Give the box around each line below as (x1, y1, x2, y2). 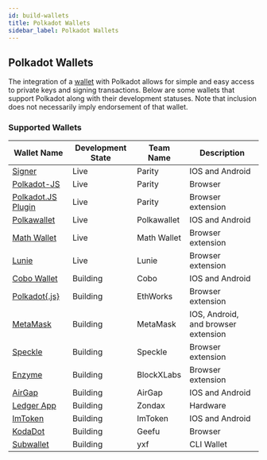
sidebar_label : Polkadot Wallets (8, 26, 119, 34)
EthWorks (136, 291, 173, 302)
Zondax (136, 400, 165, 412)
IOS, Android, (189, 309, 239, 320)
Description (199, 148, 245, 159)
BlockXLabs (136, 369, 181, 381)
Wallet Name (14, 148, 64, 159)
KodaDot (12, 426, 45, 437)
